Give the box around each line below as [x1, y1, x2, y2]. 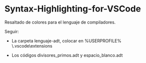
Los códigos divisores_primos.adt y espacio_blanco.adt [11, 52, 123, 58]
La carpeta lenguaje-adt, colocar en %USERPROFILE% [11, 38, 122, 44]
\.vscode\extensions [11, 43, 53, 49]
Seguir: [4, 28, 19, 34]
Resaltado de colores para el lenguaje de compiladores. [4, 19, 116, 25]
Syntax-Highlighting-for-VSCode [4, 3, 141, 14]
